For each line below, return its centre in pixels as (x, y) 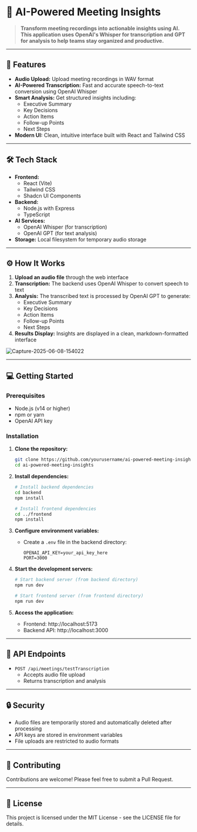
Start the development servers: (53, 569)
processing (28, 729)
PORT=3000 (35, 558)
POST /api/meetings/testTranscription (62, 669)
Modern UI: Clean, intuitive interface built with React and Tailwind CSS (100, 135)
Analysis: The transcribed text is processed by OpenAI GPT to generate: (102, 296)
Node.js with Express (49, 208)
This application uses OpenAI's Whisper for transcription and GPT (103, 34)
